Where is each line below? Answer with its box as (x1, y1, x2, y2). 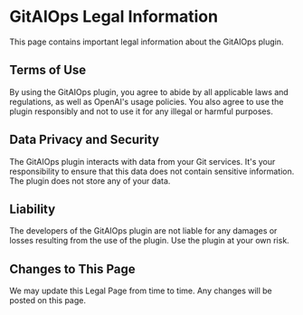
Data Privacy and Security (9, 132, 160, 148)
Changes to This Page (9, 261, 136, 277)
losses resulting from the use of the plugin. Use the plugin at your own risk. (9, 235, 289, 246)
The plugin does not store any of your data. (9, 175, 171, 186)
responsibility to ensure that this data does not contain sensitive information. (9, 166, 295, 177)
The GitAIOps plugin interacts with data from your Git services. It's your (9, 156, 276, 167)
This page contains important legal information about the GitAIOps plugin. (9, 36, 284, 47)
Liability (9, 201, 56, 216)
